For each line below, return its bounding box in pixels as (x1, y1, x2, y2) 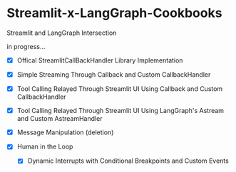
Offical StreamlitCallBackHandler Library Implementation (16, 55, 183, 65)
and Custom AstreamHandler (16, 114, 103, 123)
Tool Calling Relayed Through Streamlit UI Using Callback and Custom (16, 85, 223, 93)
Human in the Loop (16, 142, 73, 151)
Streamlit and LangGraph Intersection (6, 28, 117, 37)
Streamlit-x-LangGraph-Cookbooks (6, 5, 222, 21)
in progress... (6, 42, 46, 50)
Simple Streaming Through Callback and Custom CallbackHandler (16, 70, 211, 79)
